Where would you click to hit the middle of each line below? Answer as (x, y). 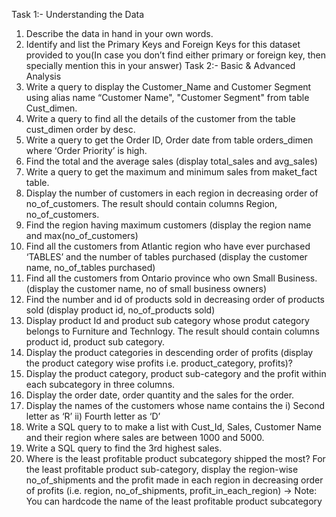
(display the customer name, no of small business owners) (146, 288)
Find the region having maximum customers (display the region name (168, 225)
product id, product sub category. (95, 342)
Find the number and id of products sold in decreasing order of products (175, 299)
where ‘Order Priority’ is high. (86, 150)
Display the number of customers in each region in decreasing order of (172, 193)
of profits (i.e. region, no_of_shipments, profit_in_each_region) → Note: (171, 490)
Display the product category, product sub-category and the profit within (176, 373)
